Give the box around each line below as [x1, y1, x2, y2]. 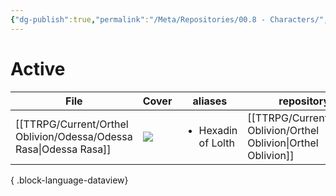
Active [10, 57, 66, 80]
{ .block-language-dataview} [10, 174, 129, 186]
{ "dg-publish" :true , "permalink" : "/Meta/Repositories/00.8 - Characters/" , [10, 14, 329, 25]
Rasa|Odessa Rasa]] [15, 142, 112, 156]
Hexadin [198, 123, 238, 137]
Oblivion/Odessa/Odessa [15, 129, 133, 143]
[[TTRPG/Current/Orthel [15, 117, 129, 131]
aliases [192, 94, 228, 108]
